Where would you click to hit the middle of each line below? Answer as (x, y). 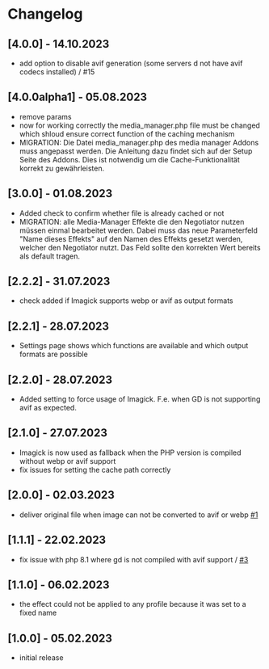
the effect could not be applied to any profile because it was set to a (133, 604)
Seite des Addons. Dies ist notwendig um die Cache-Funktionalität (129, 159)
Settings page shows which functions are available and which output (134, 346)
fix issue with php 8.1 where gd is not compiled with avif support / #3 (134, 559)
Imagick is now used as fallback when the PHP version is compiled (130, 452)
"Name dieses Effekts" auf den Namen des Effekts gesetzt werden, (131, 238)
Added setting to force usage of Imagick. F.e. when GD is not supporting (140, 399)
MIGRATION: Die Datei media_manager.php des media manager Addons (139, 142)
